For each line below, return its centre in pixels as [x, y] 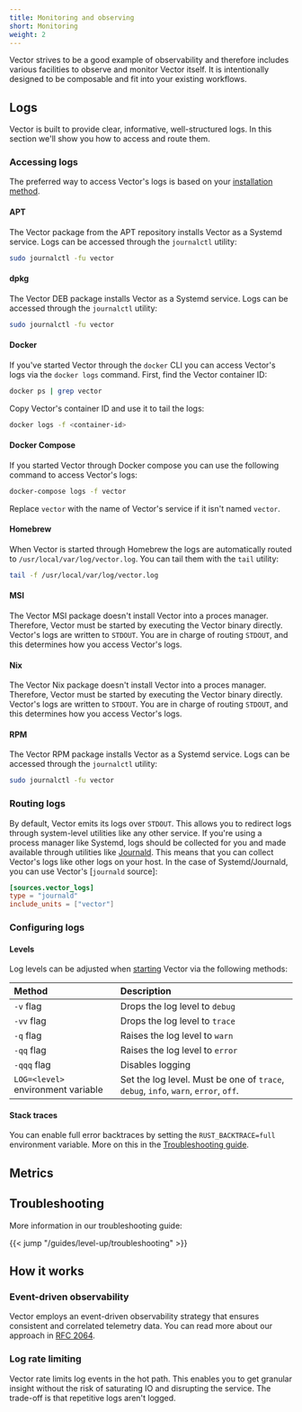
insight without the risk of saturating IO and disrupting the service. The [140, 1388]
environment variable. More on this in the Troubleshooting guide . [129, 1144]
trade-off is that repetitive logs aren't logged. [93, 1398]
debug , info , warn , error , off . [180, 1091]
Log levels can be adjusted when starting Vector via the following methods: [148, 969]
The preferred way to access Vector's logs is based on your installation [141, 182]
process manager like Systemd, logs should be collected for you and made [148, 843]
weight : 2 [28, 34]
